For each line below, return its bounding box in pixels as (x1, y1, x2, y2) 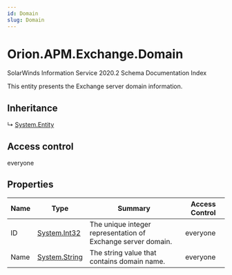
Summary (117, 203, 151, 213)
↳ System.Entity (7, 121, 55, 129)
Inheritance (7, 102, 58, 114)
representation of (89, 228, 146, 238)
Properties (7, 179, 54, 190)
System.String (37, 252, 83, 262)
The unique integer (89, 219, 151, 229)
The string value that (89, 247, 157, 257)
